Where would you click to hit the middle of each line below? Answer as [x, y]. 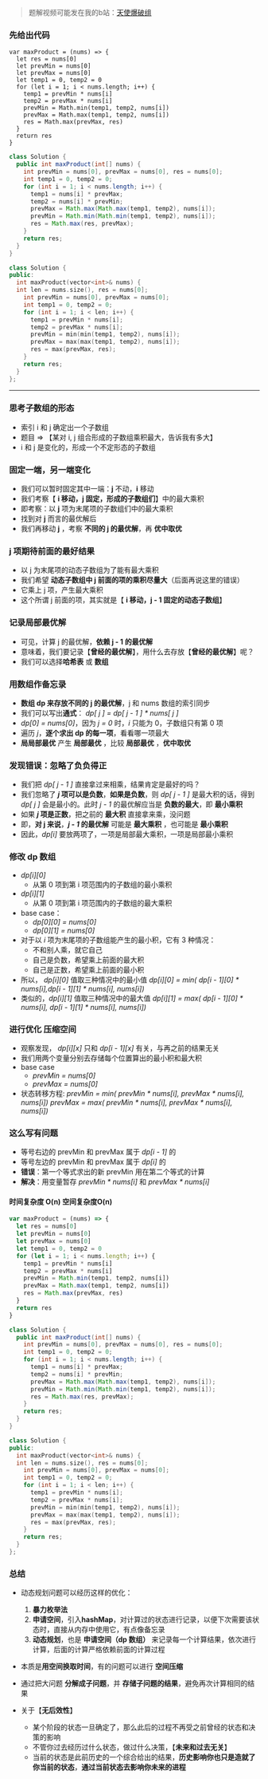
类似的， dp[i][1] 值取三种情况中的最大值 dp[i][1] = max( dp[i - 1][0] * [132, 998]
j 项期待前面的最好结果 [52, 551]
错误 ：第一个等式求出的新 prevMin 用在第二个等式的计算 [113, 1172]
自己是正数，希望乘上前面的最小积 [88, 969]
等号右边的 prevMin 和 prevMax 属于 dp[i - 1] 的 [98, 1152]
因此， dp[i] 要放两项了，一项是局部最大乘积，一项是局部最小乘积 [127, 834]
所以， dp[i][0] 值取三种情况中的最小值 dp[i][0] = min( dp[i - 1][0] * [130, 980]
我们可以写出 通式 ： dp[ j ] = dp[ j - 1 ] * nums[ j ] [99, 713]
